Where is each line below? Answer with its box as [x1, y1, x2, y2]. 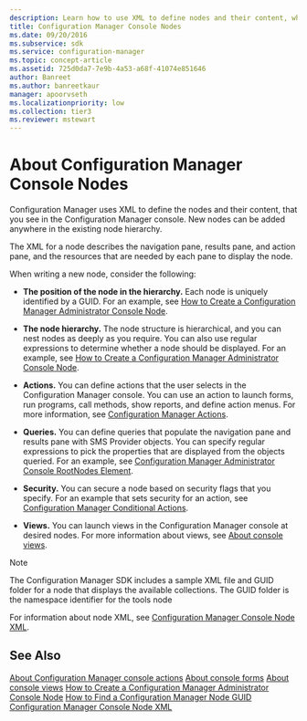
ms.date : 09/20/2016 [9, 30, 89, 39]
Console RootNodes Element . [22, 465, 134, 476]
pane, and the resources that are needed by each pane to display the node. [9, 251, 293, 262]
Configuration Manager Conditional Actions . [22, 503, 189, 514]
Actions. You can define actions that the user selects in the [22, 380, 247, 391]
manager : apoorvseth [9, 89, 89, 99]
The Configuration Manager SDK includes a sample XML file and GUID [9, 575, 274, 586]
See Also [9, 648, 61, 664]
